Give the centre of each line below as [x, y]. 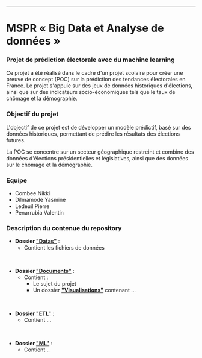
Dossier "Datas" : [37, 241]
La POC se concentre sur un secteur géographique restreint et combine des [100, 152]
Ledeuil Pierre [32, 206]
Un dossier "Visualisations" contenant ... [84, 290]
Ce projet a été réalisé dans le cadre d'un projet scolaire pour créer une [95, 73]
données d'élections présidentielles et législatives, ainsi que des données [97, 158]
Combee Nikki [32, 193]
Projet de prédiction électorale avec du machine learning [91, 60]
